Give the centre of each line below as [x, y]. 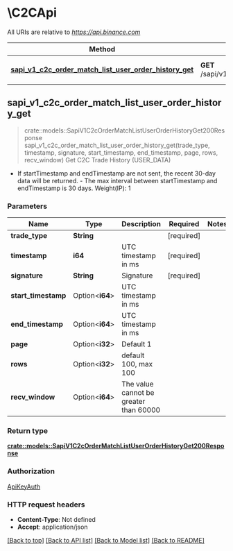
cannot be [138, 393]
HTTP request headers [46, 505]
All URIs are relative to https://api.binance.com [74, 32]
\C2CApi [32, 13]
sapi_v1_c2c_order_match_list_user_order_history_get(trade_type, [117, 145]
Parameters [27, 206]
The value [137, 384]
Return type [28, 430]
